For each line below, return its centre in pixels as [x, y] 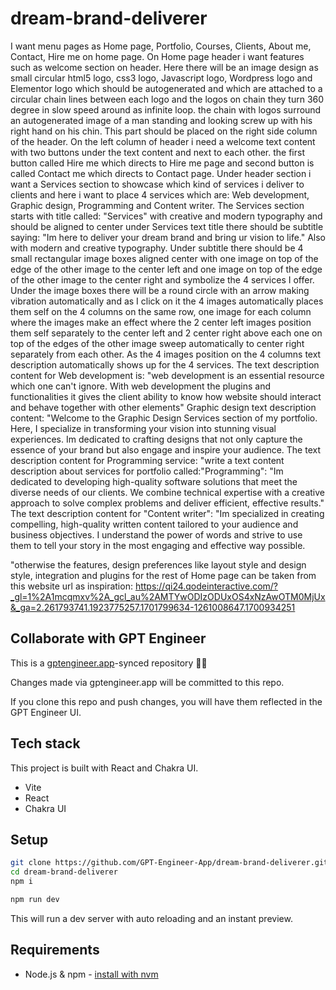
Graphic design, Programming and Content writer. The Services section [157, 205]
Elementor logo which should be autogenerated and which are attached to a [166, 88]
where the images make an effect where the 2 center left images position [161, 322]
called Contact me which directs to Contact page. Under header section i [161, 173]
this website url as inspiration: [71, 586]
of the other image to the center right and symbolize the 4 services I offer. [162, 279]
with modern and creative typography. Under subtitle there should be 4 [157, 248]
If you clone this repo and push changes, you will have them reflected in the [166, 701]
